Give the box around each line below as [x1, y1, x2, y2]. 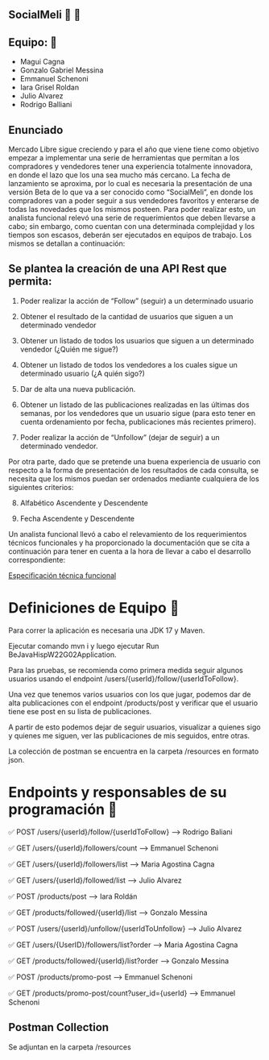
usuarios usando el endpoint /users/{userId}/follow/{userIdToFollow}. [8, 674, 239, 684]
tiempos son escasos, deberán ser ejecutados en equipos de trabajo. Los [8, 231, 252, 240]
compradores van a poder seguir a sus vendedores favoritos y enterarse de [8, 196, 259, 206]
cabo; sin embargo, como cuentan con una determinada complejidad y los [8, 222, 255, 231]
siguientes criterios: [8, 482, 74, 492]
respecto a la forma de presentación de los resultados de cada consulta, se [8, 465, 259, 475]
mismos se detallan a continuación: [8, 239, 126, 248]
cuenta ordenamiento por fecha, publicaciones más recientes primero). [19, 417, 256, 426]
